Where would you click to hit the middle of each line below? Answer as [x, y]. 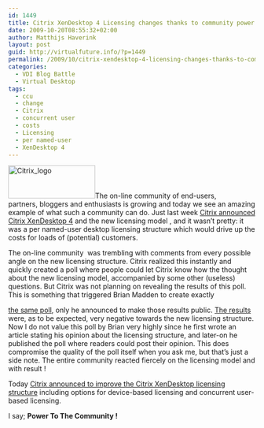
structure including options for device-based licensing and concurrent [122, 393]
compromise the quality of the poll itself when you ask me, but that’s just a [128, 352]
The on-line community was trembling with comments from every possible [130, 253]
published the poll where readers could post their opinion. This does [119, 344]
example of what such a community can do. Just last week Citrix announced [132, 213]
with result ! [27, 369]
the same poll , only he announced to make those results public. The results [130, 310]
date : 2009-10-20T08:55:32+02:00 [63, 30]
